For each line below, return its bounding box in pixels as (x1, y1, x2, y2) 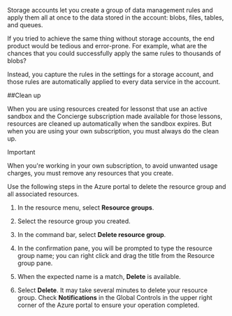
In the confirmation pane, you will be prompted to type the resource (17, 244, 213, 252)
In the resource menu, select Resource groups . (17, 203, 154, 212)
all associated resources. (7, 190, 79, 198)
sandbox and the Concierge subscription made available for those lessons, (7, 112, 223, 120)
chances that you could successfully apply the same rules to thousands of (7, 49, 222, 57)
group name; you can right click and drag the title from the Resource (17, 252, 215, 259)
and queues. (7, 21, 43, 29)
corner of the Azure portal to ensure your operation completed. (17, 301, 200, 309)
